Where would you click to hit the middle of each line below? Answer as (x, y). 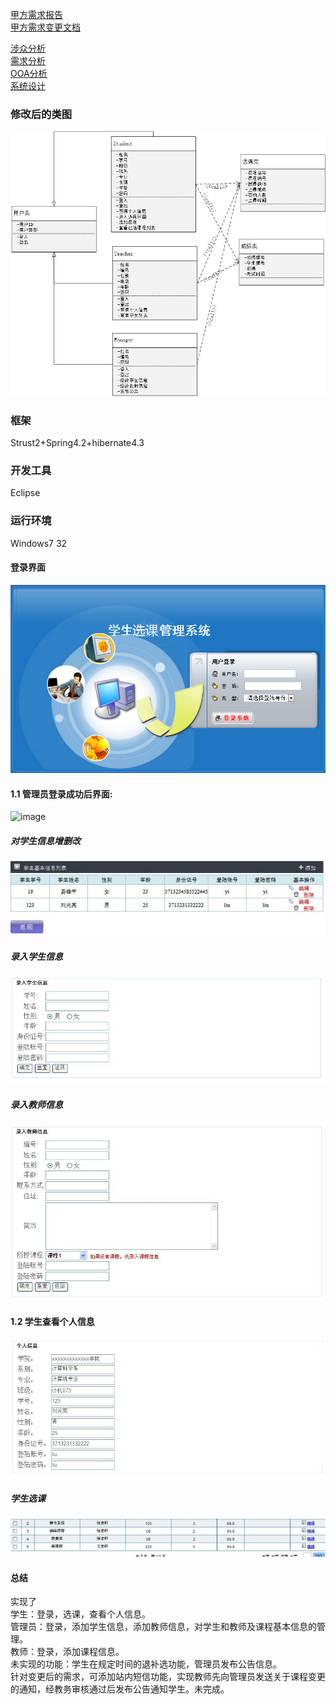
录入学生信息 (36, 956)
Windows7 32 (39, 543)
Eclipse (25, 493)
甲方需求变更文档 (45, 27)
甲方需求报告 (36, 14)
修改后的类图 (41, 114)
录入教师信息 (36, 1104)
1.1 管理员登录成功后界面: (61, 794)
